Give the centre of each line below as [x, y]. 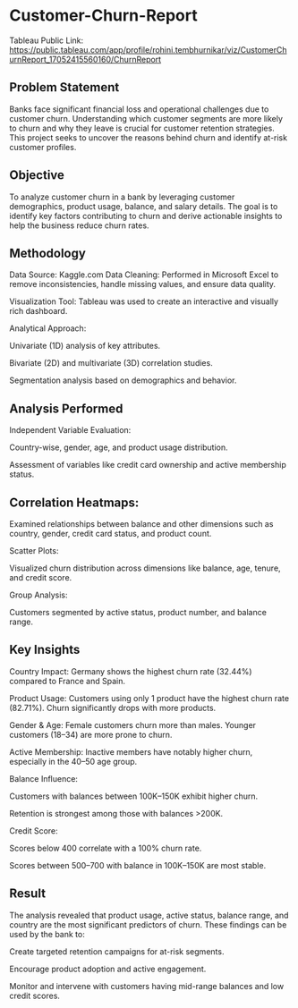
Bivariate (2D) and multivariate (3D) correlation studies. [111, 363]
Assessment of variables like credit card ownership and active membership [148, 465]
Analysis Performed [66, 408]
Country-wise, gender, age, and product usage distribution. [119, 447]
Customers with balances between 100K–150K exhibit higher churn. [134, 796]
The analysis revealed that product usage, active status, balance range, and [149, 915]
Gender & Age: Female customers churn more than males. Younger [133, 724]
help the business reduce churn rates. [79, 225]
